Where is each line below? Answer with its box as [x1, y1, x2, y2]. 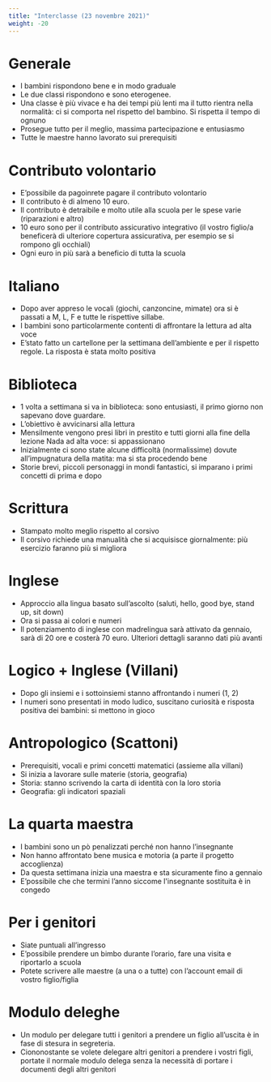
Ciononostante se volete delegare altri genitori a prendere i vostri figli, [19, 1047, 253, 1057]
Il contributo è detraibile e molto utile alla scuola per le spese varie [19, 205, 242, 215]
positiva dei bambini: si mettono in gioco [19, 706, 155, 715]
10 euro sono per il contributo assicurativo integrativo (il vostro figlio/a [19, 222, 254, 232]
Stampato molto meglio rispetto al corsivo [19, 526, 159, 536]
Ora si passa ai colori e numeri [19, 616, 122, 625]
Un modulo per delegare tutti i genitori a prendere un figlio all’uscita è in [19, 1029, 260, 1039]
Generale [8, 54, 71, 73]
